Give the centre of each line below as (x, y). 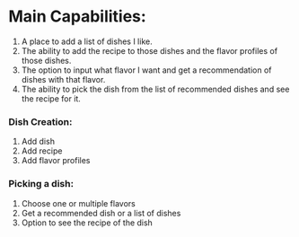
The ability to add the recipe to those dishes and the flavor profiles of (149, 50)
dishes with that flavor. (63, 79)
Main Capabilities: (78, 17)
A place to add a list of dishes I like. (87, 41)
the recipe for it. (51, 98)
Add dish (38, 142)
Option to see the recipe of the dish (87, 223)
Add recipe (42, 151)
